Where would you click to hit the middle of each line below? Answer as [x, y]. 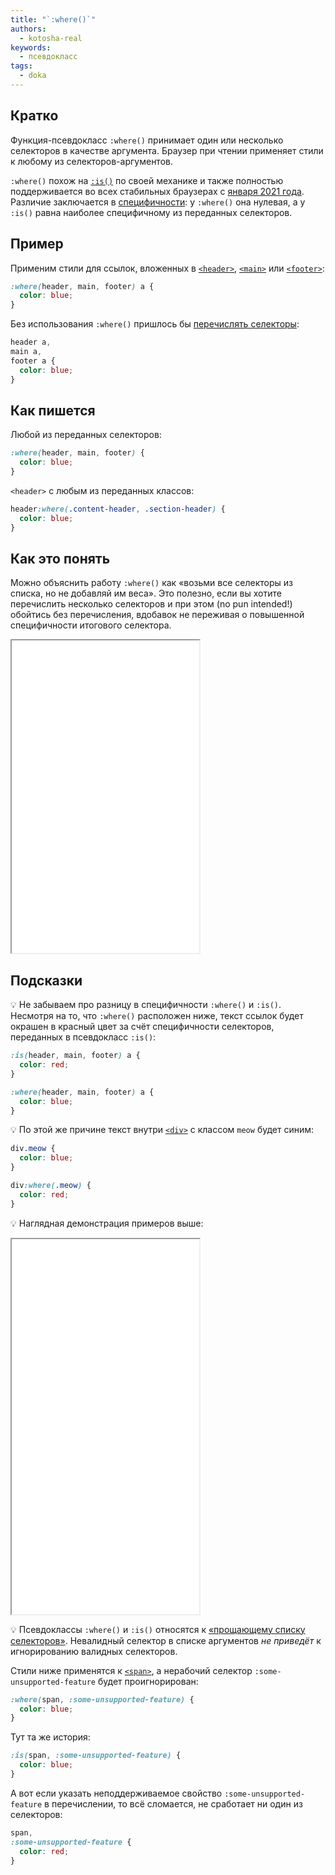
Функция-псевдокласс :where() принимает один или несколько [147, 140]
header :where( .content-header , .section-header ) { [118, 509]
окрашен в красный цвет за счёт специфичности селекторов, [142, 1027]
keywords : [31, 47]
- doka [33, 76]
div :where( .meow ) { [51, 1186]
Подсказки [46, 980]
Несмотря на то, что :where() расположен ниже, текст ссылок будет [157, 1016]
